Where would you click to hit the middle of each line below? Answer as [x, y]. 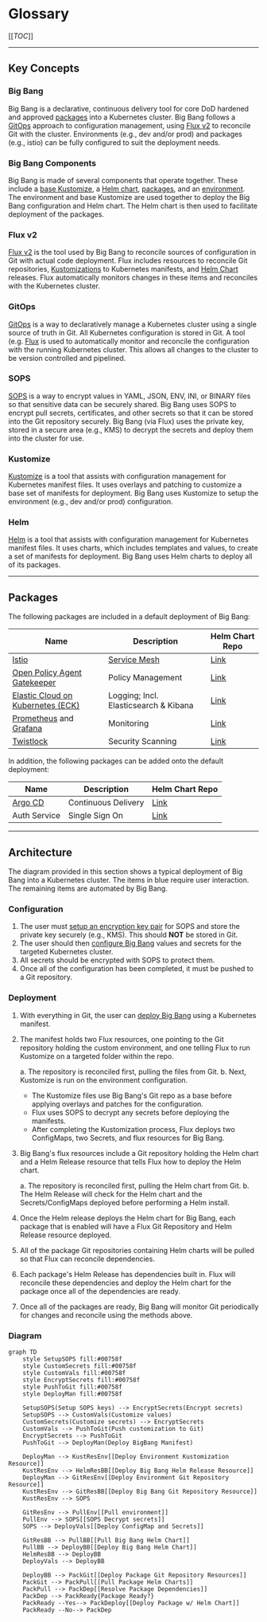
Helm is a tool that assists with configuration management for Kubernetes [128, 539]
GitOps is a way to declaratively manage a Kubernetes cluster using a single [132, 324]
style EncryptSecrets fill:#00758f [81, 1380]
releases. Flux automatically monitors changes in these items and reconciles [133, 278]
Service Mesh [134, 660]
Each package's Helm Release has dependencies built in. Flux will [128, 1274]
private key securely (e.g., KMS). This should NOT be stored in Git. [129, 935]
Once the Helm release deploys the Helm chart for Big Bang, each [128, 1218]
